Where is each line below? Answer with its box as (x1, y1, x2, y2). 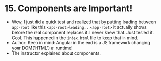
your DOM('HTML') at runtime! (11, 45, 72, 51)
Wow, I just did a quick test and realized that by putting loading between (11, 19, 156, 25)
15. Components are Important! (4, 3, 133, 14)
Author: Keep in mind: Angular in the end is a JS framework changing (11, 40, 150, 45)
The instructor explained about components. (11, 50, 101, 56)
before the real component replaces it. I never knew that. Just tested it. (11, 29, 154, 35)
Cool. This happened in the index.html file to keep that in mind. (11, 35, 139, 41)
